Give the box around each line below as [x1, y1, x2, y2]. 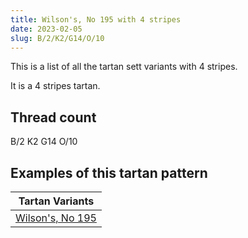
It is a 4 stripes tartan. [10, 80, 101, 92]
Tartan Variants [18, 194, 95, 208]
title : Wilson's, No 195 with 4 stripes [10, 14, 182, 25]
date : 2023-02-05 [10, 24, 83, 34]
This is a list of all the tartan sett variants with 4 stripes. [10, 61, 238, 73]
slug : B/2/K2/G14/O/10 [10, 33, 105, 43]
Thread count [10, 109, 97, 126]
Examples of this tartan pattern [10, 164, 208, 181]
